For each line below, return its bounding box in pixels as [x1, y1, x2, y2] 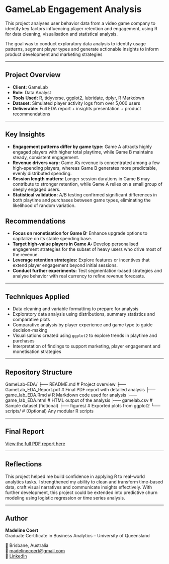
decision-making [12, 327, 48, 333]
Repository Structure [5, 368, 73, 376]
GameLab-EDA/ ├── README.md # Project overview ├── [5, 381, 127, 387]
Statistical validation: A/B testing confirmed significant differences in [12, 191, 157, 197]
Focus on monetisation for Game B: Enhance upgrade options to [12, 230, 147, 236]
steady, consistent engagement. [12, 154, 79, 160]
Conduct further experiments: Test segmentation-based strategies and [12, 268, 162, 274]
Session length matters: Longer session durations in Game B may [12, 175, 150, 182]
